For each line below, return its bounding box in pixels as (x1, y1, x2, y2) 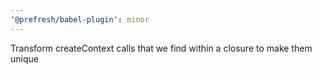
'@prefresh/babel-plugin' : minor (10, 14, 150, 25)
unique (10, 52, 39, 65)
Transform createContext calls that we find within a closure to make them (10, 42, 313, 54)
